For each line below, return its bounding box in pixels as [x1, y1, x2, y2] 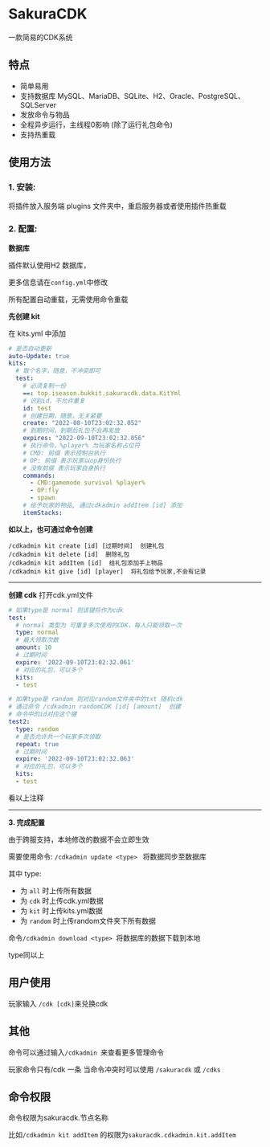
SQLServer [19, 100, 57, 109]
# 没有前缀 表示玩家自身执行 [22, 463, 106, 472]
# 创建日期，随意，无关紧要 [22, 411, 102, 420]
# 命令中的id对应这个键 [8, 710, 77, 719]
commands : [22, 471, 56, 480]
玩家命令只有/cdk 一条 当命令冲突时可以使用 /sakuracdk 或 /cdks [8, 1064, 221, 1074]
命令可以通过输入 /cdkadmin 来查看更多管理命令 [8, 1047, 165, 1057]
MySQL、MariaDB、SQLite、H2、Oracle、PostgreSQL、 [57, 91, 245, 100]
